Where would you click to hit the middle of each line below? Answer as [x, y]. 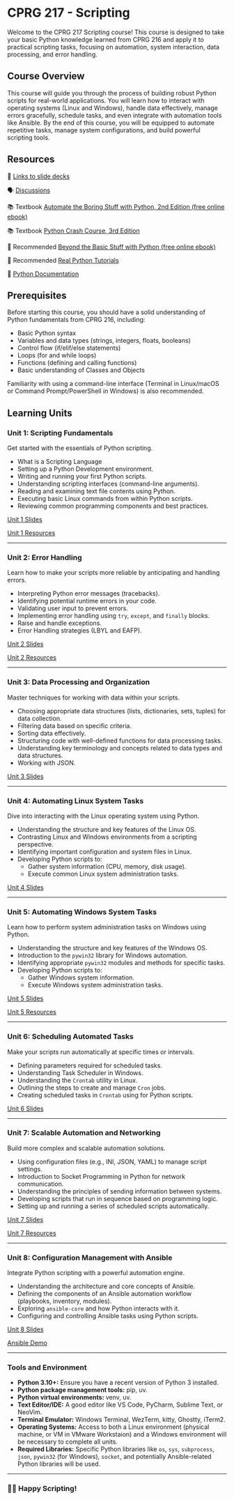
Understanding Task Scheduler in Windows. [80, 1073]
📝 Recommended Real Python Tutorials [63, 260]
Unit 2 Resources [32, 658]
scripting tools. [29, 137]
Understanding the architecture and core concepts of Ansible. [106, 1286]
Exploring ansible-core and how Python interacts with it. [98, 1308]
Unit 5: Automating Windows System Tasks [82, 912]
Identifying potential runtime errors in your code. [87, 601]
